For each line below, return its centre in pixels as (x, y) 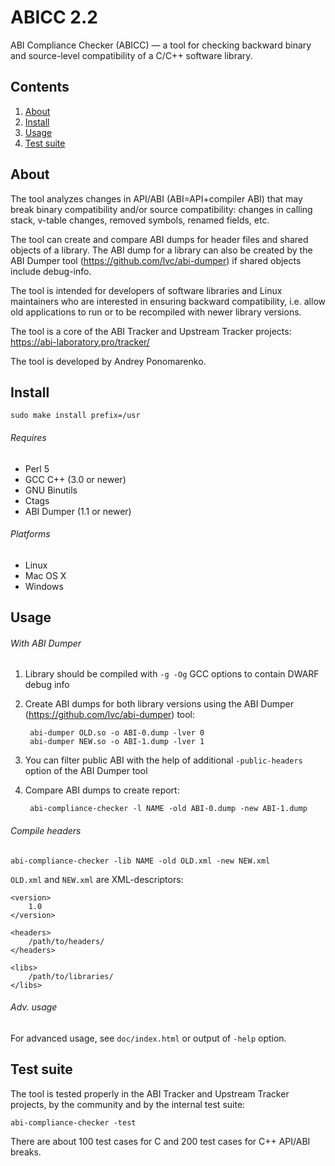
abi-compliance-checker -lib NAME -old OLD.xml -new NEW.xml (140, 861)
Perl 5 (37, 468)
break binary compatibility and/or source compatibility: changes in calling (161, 209)
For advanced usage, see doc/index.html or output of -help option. (148, 1038)
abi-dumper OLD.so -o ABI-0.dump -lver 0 (117, 733)
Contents (40, 87)
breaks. (26, 1152)
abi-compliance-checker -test (73, 1122)
